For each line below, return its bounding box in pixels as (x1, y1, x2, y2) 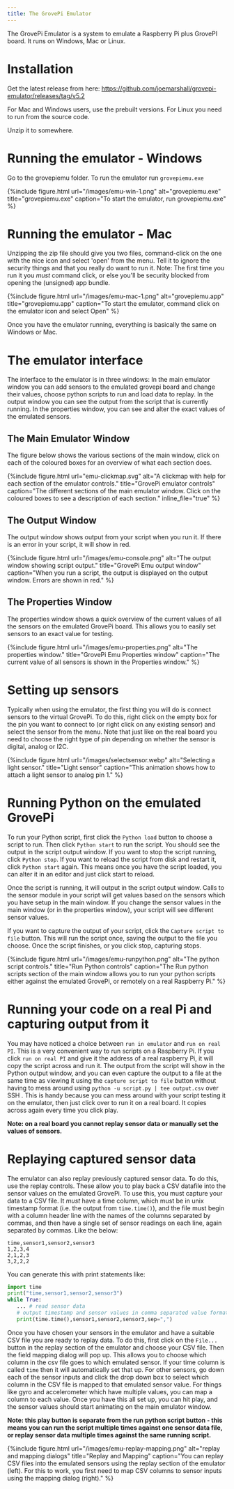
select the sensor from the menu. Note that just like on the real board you (7, 727, 217, 736)
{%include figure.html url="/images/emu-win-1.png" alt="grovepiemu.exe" (7, 187, 221, 195)
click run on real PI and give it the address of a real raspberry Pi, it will (7, 1054, 214, 1063)
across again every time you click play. (7, 1106, 118, 1114)
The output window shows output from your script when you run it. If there (7, 533, 221, 541)
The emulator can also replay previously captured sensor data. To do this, (7, 1174, 219, 1182)
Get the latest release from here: (7, 84, 100, 93)
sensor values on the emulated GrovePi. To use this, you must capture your (7, 1189, 223, 1197)
